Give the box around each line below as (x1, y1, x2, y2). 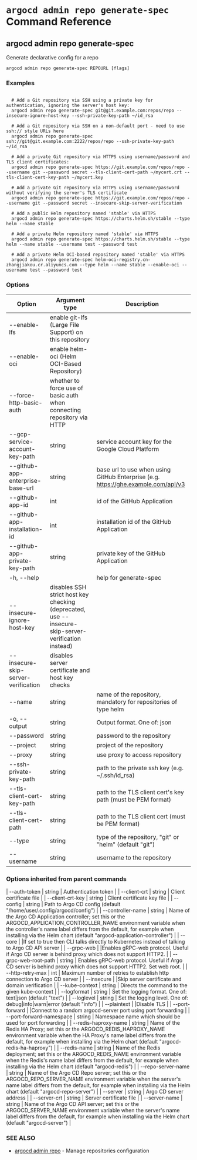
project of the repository (96, 741, 164, 749)
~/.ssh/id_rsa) (96, 771, 135, 779)
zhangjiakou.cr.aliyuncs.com (6, 262, 77, 268)
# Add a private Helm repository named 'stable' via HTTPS (11, 231, 159, 237)
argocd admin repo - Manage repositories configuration (14, 1147, 150, 1154)
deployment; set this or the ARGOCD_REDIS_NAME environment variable (6, 1050, 182, 1057)
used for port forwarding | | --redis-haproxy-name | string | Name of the (6, 1019, 181, 1026)
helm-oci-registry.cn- (95, 257, 151, 263)
